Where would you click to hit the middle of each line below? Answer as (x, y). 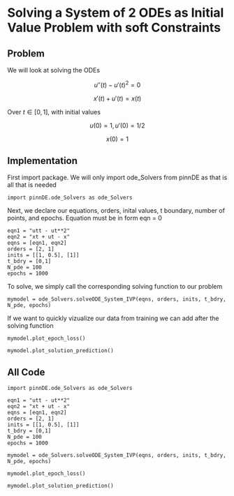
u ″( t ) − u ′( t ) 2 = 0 (117, 84)
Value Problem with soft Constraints (114, 28)
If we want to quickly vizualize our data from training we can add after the (113, 318)
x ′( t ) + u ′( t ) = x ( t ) (117, 98)
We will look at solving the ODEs (53, 70)
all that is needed (32, 185)
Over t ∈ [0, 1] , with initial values (54, 112)
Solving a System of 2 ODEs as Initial (116, 13)
